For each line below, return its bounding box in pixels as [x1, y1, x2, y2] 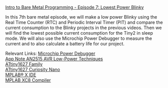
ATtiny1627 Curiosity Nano [5, 66, 60, 72]
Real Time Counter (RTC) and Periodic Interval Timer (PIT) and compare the [5, 20, 163, 25]
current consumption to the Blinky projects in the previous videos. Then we [5, 25, 162, 31]
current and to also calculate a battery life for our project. [5, 41, 125, 47]
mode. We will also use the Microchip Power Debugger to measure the [5, 35, 152, 41]
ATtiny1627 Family [5, 61, 43, 67]
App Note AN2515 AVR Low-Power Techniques [5, 56, 103, 62]
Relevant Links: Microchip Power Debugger [5, 50, 96, 56]
